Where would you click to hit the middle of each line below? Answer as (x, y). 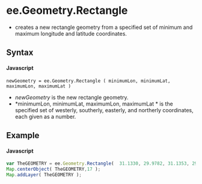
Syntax (20, 53)
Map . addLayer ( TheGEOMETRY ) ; (44, 175)
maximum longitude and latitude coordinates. (71, 33)
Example (23, 135)
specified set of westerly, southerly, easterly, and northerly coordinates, (104, 110)
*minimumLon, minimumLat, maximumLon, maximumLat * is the (94, 104)
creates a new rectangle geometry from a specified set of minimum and (104, 27)
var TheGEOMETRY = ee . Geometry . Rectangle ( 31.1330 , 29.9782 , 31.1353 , (98, 163)
